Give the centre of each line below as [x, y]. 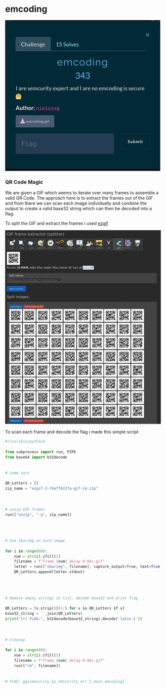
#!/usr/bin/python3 [25, 442]
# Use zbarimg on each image [35, 540]
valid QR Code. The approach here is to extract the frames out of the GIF [79, 198]
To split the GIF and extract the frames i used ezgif [57, 223]
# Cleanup [15, 640]
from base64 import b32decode [36, 457]
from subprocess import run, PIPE [41, 452]
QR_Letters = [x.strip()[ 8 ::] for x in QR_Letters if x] [65, 608]
